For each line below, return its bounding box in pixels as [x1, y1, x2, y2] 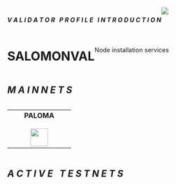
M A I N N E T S [7, 84, 73, 95]
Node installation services [94, 46, 170, 54]
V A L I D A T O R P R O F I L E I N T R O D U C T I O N [7, 15, 162, 24]
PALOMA [24, 111, 54, 121]
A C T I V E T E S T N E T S [7, 167, 124, 179]
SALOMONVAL [7, 48, 95, 64]
